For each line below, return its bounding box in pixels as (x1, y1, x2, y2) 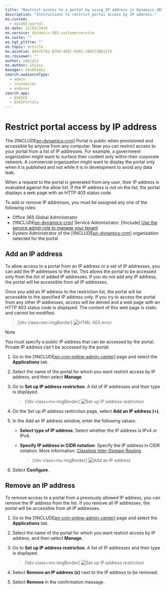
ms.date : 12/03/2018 (5, 26, 48, 31)
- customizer (9, 81, 37, 86)
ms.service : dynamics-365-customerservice (5, 30, 94, 35)
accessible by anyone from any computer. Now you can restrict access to (5, 143, 156, 149)
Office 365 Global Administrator (12, 215, 78, 221)
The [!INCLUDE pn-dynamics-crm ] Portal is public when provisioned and (5, 138, 153, 144)
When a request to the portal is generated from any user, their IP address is (5, 179, 160, 185)
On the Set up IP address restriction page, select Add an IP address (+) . (12, 408, 160, 414)
